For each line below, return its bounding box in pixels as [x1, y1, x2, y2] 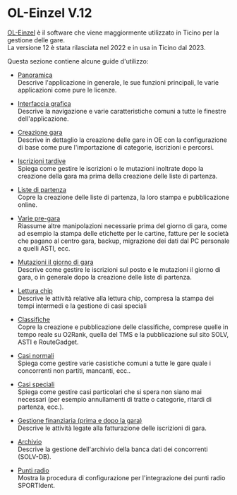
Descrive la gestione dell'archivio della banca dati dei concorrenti [17, 445, 208, 453]
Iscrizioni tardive [17, 157, 66, 165]
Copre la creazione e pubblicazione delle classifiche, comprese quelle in [17, 323, 229, 331]
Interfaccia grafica [17, 99, 72, 107]
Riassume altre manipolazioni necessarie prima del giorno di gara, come [17, 221, 228, 230]
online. [17, 200, 37, 209]
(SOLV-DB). [17, 452, 51, 460]
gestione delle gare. [7, 35, 66, 44]
